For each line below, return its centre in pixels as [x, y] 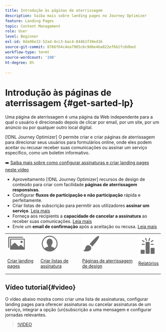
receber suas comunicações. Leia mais [52, 221]
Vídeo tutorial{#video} [41, 287]
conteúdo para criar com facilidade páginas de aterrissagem [75, 185]
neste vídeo [17, 170]
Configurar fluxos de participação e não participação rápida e [76, 195]
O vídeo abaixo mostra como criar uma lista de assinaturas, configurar [77, 299]
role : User [16, 31]
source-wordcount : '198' [31, 57]
